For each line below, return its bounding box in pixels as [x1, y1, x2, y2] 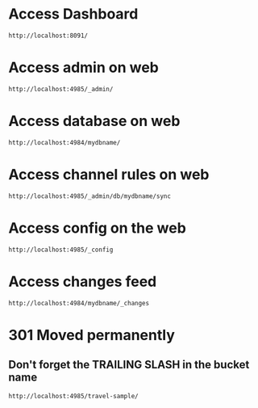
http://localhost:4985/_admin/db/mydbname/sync [8, 191, 172, 200]
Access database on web [8, 112, 181, 130]
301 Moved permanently [8, 326, 175, 344]
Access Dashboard [8, 5, 139, 23]
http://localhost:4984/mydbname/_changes [8, 299, 150, 307]
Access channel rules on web [8, 166, 210, 183]
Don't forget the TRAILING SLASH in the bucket [8, 358, 250, 372]
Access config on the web [8, 219, 187, 237]
